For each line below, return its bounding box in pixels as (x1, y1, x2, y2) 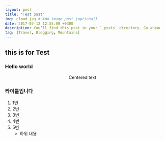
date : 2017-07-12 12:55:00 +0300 (5, 21, 74, 26)
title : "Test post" (5, 12, 45, 17)
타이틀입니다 (5, 87, 33, 94)
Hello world (5, 63, 33, 70)
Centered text (68, 74, 97, 80)
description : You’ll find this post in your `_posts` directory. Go (5, 26, 148, 31)
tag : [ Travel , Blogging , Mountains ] (5, 30, 80, 35)
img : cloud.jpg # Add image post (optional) (5, 16, 98, 21)
